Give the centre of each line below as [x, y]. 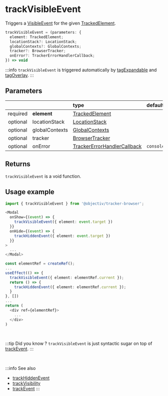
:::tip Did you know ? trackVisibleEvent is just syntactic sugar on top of [79, 344]
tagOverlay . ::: [19, 75]
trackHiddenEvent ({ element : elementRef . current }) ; [70, 287]
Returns [18, 164]
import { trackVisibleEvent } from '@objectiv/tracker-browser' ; [74, 204]
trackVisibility [26, 383]
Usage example [30, 192]
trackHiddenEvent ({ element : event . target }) [62, 236]
